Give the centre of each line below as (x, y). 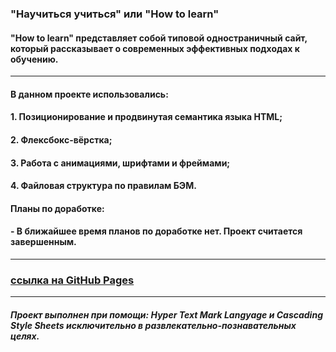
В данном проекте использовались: (89, 94)
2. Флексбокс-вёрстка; (61, 139)
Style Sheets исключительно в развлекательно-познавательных (153, 325)
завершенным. (43, 242)
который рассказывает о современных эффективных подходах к (155, 48)
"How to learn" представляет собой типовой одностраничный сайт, (159, 38)
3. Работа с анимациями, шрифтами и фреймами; (120, 163)
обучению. (34, 59)
